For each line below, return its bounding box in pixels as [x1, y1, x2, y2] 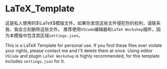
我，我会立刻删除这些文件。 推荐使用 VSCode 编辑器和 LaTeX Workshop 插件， [5, 26, 156, 32]
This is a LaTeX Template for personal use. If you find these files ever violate [5, 42, 162, 48]
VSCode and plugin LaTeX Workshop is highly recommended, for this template [5, 53, 160, 59]
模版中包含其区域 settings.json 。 [13, 32, 83, 38]
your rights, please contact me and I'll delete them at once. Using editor [5, 48, 153, 54]
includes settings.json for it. [5, 58, 65, 64]
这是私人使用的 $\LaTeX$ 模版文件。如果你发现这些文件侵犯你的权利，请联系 [5, 20, 161, 26]
